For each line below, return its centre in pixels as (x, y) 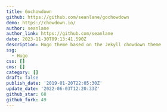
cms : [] (16, 67)
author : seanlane (28, 28)
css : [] (16, 61)
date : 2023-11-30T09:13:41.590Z (46, 39)
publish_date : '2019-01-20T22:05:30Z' (54, 84)
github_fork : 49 (26, 100)
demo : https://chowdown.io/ (41, 23)
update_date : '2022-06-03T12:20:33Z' (53, 89)
